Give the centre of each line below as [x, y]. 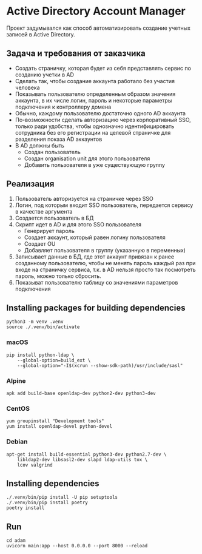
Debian [17, 442]
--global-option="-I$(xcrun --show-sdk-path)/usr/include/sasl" [100, 365]
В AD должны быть [40, 145]
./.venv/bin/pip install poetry [47, 503]
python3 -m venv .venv [35, 322]
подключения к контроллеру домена [63, 107]
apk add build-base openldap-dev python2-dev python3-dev [81, 393]
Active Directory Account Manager [96, 11]
